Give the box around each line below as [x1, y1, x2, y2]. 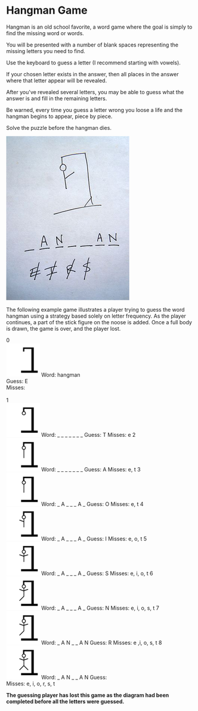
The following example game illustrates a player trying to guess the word [6, 306, 185, 313]
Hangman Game [6, 4, 88, 17]
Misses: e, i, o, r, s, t [6, 680, 55, 687]
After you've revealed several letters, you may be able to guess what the [6, 88, 184, 95]
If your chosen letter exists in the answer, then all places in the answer [6, 70, 179, 77]
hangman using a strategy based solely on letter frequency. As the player [6, 312, 187, 319]
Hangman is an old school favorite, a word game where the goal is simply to [6, 23, 193, 30]
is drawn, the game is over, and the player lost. [6, 325, 121, 332]
